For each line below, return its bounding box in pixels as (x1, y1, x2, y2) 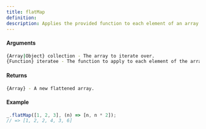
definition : (6, 15, 37, 21)
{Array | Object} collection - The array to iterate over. (6, 53, 155, 59)
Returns (6, 72, 28, 79)
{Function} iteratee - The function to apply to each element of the (6, 59, 188, 65)
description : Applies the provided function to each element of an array (6, 20, 199, 26)
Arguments (6, 39, 36, 46)
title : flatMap (6, 9, 45, 15)
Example (6, 98, 29, 106)
